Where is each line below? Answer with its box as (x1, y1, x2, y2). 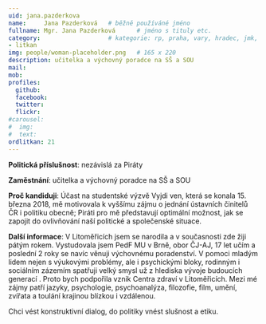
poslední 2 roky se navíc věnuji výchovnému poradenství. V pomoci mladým (8, 248, 259, 258)
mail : (8, 64, 26, 72)
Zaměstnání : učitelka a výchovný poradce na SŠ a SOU (8, 175, 191, 184)
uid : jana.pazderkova (8, 11, 80, 20)
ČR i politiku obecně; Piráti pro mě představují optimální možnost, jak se (8, 207, 244, 217)
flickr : (15, 109, 41, 117)
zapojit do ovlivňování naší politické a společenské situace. (8, 216, 201, 226)
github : (15, 85, 41, 94)
